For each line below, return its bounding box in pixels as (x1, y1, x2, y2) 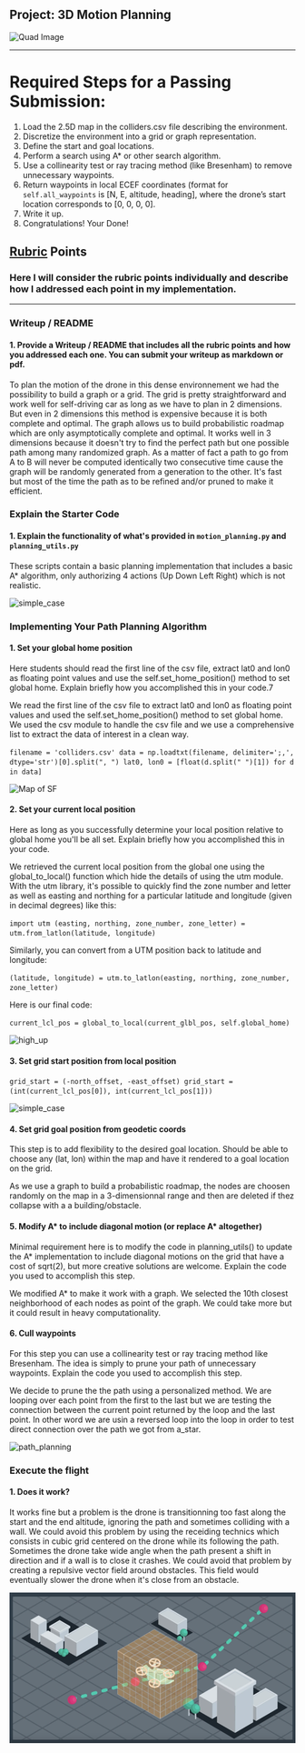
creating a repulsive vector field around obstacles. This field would (9, 1564, 259, 1576)
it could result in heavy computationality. (9, 1307, 162, 1317)
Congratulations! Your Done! (22, 217, 129, 228)
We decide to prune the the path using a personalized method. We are (9, 1385, 272, 1396)
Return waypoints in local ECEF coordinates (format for (22, 179, 229, 190)
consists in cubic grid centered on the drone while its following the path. (9, 1536, 280, 1547)
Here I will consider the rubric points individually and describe (9, 272, 289, 285)
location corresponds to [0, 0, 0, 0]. (22, 198, 156, 209)
